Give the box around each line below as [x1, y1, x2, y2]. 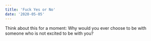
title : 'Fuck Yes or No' [5, 7, 56, 12]
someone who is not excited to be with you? [5, 30, 94, 36]
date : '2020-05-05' [5, 12, 45, 17]
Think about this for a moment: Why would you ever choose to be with [5, 25, 147, 31]
